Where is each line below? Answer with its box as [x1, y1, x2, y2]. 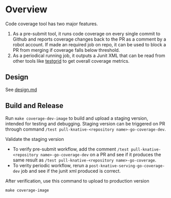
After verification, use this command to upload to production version [5, 177, 149, 184]
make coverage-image [5, 188, 50, 193]
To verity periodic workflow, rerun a [12, 162, 88, 168]
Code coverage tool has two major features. [5, 21, 98, 27]
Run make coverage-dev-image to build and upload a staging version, [5, 115, 148, 121]
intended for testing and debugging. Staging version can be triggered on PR [5, 120, 165, 127]
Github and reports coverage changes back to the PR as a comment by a [12, 36, 166, 42]
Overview [5, 4, 48, 15]
